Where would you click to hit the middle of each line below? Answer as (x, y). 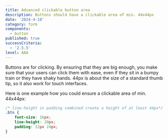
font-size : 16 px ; (33, 118)
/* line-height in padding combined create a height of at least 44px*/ (84, 108)
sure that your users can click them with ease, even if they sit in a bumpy (82, 72)
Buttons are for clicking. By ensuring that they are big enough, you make (81, 67)
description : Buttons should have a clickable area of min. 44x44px (80, 15)
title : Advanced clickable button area (48, 10)
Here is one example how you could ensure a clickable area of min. (76, 93)
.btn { (12, 113)
